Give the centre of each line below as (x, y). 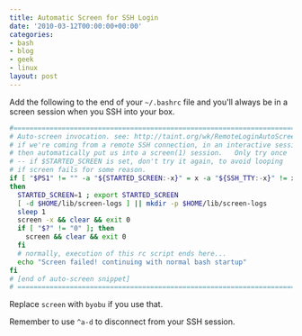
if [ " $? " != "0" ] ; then (66, 229)
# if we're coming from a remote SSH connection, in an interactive (140, 145)
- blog (22, 51)
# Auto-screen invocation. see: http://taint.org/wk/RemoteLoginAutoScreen (154, 136)
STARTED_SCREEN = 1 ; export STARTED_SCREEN (98, 195)
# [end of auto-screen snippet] (70, 279)
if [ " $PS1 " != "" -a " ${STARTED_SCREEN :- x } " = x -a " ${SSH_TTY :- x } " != (148, 178)
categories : (31, 34)
